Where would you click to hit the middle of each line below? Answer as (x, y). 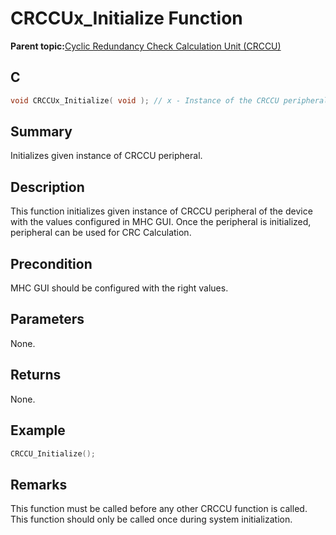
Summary (41, 132)
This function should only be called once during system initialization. (151, 519)
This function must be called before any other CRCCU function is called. (159, 509)
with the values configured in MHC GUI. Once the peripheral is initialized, (161, 222)
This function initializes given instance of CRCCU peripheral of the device (161, 211)
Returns (36, 375)
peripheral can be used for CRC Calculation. (101, 233)
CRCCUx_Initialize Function (126, 18)
